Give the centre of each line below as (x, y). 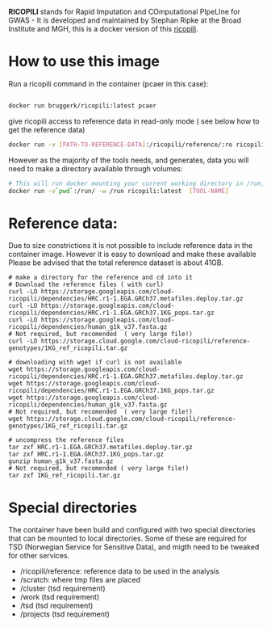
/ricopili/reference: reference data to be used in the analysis (119, 571)
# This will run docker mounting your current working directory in (126, 183)
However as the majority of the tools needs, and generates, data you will (129, 160)
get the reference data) (47, 129)
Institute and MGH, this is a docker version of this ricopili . (104, 29)
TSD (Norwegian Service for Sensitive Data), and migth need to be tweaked (134, 547)
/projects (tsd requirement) (65, 614)
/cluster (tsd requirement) (63, 588)
